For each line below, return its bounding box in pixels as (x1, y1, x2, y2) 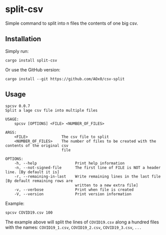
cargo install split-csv (5, 58, 57, 63)
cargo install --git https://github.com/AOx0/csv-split (5, 76, 125, 82)
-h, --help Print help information (14, 161, 125, 166)
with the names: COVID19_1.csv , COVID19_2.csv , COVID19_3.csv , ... (5, 224, 142, 230)
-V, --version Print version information (14, 191, 132, 197)
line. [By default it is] (5, 170, 59, 175)
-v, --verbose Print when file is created (14, 187, 134, 192)
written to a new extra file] (74, 183, 138, 188)
